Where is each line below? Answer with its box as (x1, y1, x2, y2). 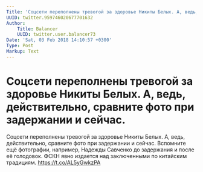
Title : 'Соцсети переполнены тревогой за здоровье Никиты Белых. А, (6, 8, 182, 15)
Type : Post (6, 43, 34, 49)
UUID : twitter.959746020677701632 (6, 15, 94, 21)
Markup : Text (6, 48, 39, 55)
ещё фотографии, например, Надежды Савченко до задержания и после (6, 146, 195, 153)
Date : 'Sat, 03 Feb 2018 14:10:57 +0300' (6, 37, 112, 43)
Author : (6, 20, 26, 26)
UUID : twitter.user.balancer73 (17, 31, 96, 38)
